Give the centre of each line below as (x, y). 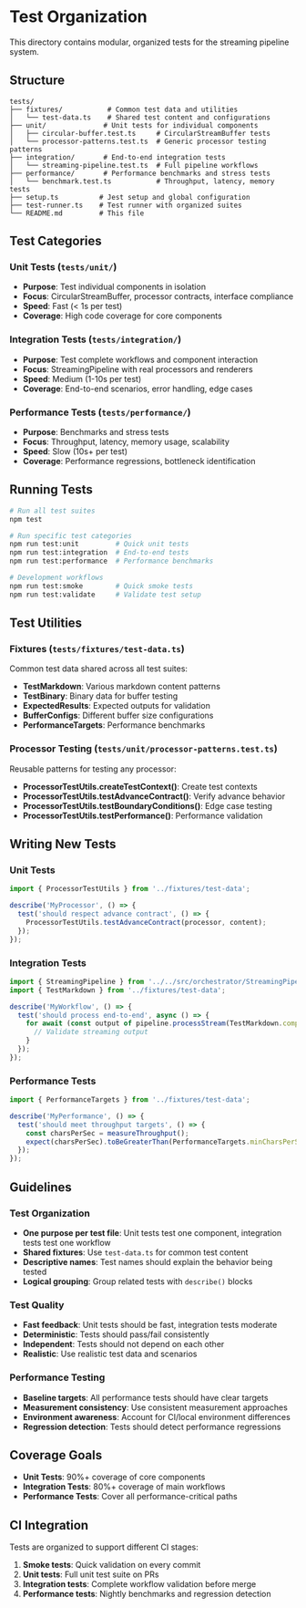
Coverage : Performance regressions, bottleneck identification (139, 462)
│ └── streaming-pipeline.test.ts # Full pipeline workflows (134, 165)
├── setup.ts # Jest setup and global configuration (130, 197)
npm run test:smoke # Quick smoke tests (102, 586)
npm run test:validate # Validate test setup (106, 595)
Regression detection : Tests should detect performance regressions (152, 1426)
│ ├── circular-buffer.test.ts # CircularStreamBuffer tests (140, 133)
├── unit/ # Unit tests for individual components (134, 125)
